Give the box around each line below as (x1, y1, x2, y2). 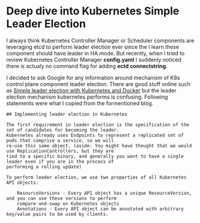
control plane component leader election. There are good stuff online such (6, 80, 191, 88)
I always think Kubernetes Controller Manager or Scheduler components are (6, 37, 195, 44)
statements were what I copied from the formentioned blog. (6, 99, 154, 106)
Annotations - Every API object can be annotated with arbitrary (17, 206, 184, 212)
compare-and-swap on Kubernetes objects (17, 200, 120, 207)
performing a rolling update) (6, 163, 82, 170)
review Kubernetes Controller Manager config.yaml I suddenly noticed (6, 56, 182, 63)
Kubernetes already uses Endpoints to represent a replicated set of (6, 132, 184, 138)
